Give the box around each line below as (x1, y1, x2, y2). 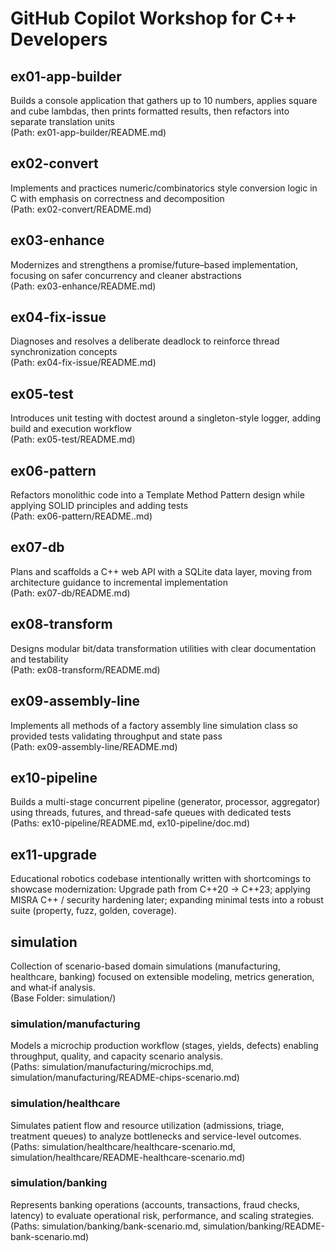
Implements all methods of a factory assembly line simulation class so (10, 719, 298, 731)
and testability (10, 653, 69, 665)
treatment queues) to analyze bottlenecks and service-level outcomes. (10, 1130, 302, 1142)
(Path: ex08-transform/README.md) (10, 663, 161, 676)
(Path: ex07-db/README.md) (10, 587, 131, 599)
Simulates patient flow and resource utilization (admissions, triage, (10, 1119, 285, 1131)
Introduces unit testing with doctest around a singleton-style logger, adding (10, 412, 322, 424)
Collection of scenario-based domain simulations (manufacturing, (10, 960, 281, 972)
